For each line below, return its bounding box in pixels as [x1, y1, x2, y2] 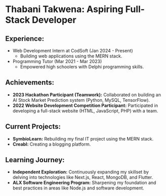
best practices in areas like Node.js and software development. [12, 185, 144, 191]
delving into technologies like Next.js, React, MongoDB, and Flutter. [12, 174, 153, 180]
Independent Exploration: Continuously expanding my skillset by [12, 169, 149, 175]
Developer [32, 14, 77, 26]
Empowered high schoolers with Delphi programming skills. [20, 64, 144, 70]
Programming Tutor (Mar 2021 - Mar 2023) [12, 58, 102, 64]
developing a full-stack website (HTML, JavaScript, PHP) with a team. [12, 107, 158, 114]
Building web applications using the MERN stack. [20, 53, 122, 59]
